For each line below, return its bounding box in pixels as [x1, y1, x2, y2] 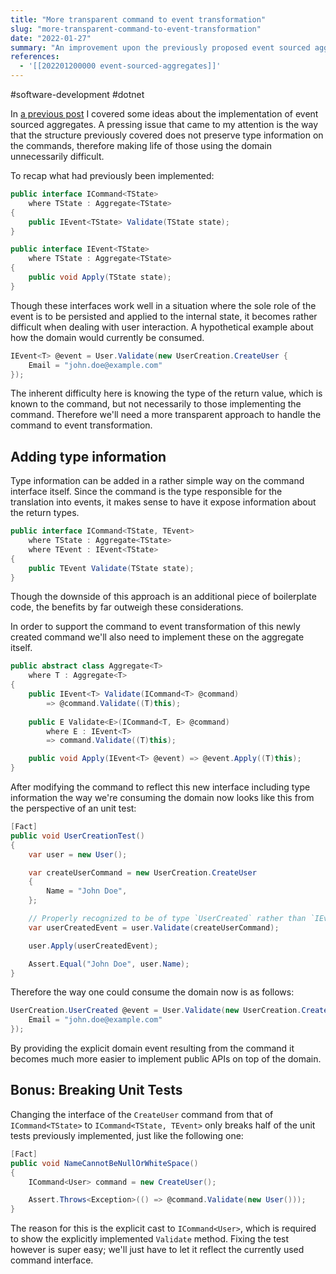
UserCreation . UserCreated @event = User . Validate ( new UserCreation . [10, 1006, 302, 1016]
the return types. [10, 507, 80, 519]
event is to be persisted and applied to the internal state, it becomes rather [10, 310, 318, 322]
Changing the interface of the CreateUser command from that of [10, 1108, 274, 1120]
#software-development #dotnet [10, 89, 145, 100]
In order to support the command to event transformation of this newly [10, 621, 301, 633]
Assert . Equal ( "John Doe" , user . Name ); [28, 959, 190, 969]
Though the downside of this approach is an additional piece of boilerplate [10, 591, 317, 603]
